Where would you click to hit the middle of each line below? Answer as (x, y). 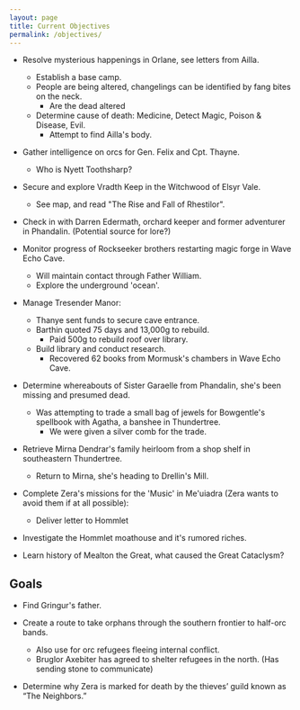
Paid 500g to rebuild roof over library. (119, 339)
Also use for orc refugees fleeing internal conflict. (128, 650)
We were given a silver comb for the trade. (128, 432)
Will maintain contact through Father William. (119, 276)
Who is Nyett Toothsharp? (84, 170)
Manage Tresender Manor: (71, 303)
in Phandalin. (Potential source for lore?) (97, 231)
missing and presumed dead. (76, 395)
